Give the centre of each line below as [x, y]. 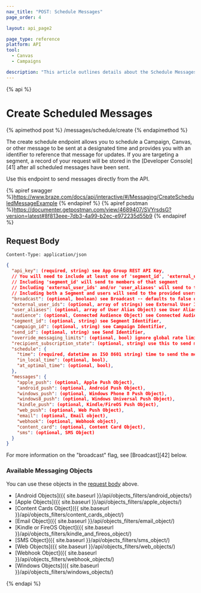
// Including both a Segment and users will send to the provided [96, 293]
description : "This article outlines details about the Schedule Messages [101, 72]
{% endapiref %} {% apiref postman [103, 203]
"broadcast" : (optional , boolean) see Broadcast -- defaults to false [101, 299]
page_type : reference [33, 39]
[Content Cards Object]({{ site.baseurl [62, 508]
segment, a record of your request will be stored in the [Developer [88, 161]
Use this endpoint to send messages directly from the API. [78, 179]
